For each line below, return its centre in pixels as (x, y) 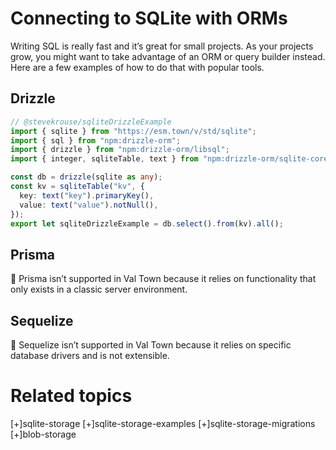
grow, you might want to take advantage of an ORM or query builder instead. (168, 56)
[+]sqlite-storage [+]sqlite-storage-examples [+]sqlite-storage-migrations (163, 423)
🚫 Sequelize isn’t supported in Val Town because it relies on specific (151, 345)
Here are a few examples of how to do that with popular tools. (137, 67)
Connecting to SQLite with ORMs (149, 18)
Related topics (71, 396)
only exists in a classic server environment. (99, 289)
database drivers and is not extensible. (90, 355)
